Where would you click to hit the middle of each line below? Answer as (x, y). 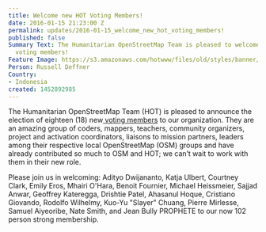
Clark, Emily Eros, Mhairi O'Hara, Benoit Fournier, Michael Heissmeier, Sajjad (133, 186)
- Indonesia (28, 82)
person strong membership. (53, 219)
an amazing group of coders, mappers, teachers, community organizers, (127, 128)
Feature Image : (33, 60)
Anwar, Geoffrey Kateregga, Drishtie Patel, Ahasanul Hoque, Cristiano (122, 194)
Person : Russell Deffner (49, 67)
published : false (37, 38)
